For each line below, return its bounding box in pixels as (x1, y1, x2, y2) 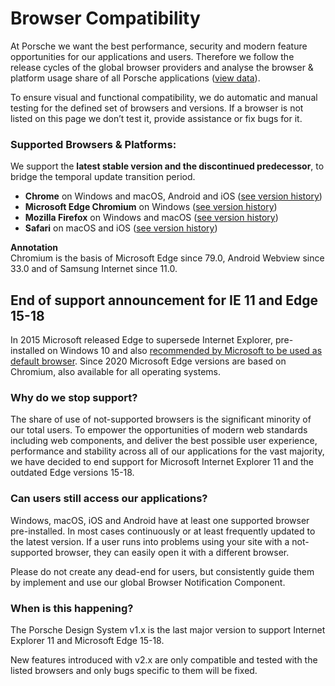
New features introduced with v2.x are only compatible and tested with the (10, 653, 318, 666)
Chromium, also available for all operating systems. (10, 366, 222, 378)
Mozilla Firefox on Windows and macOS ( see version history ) (24, 212, 279, 224)
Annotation (10, 242, 59, 254)
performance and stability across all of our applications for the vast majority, (10, 445, 325, 457)
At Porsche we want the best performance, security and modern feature (10, 40, 308, 52)
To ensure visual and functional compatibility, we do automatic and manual (10, 91, 318, 103)
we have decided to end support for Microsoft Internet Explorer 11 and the (10, 456, 314, 468)
